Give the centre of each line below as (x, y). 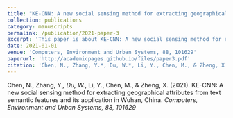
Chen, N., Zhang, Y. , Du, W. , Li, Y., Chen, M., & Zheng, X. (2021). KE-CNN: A (115, 85)
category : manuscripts (40, 26)
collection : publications (44, 20)
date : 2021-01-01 (32, 46)
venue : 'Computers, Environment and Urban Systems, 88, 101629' (102, 53)
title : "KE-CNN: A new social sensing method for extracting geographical (118, 14)
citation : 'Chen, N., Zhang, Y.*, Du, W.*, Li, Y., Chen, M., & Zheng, (113, 65)
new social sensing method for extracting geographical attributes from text (114, 92)
